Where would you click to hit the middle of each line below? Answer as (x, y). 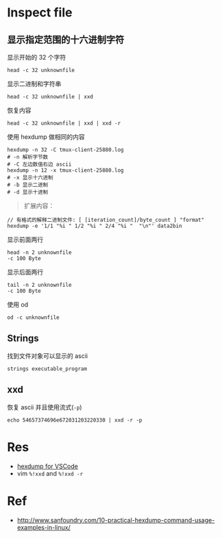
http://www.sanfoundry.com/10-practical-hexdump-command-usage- (116, 520)
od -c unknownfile (33, 318)
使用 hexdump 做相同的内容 (46, 137)
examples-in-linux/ (44, 527)
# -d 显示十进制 (28, 192)
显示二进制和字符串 (34, 84)
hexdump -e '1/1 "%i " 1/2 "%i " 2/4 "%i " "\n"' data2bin (95, 226)
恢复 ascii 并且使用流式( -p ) (45, 407)
